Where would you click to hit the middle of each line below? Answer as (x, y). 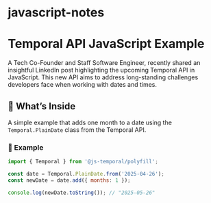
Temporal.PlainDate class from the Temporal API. (77, 130)
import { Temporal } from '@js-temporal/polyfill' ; (83, 162)
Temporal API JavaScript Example (106, 44)
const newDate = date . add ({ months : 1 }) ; (69, 180)
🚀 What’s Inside (42, 106)
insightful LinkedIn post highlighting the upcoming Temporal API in (101, 70)
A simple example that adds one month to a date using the (90, 122)
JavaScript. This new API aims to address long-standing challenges (103, 77)
